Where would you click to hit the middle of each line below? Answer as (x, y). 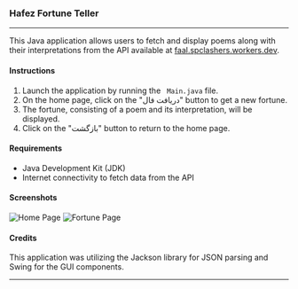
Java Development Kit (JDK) (74, 168)
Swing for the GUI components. (67, 267)
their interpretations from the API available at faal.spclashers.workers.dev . (145, 51)
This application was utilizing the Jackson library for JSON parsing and (139, 258)
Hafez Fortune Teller (54, 13)
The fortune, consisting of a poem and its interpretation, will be (137, 109)
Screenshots (33, 198)
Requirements (36, 148)
